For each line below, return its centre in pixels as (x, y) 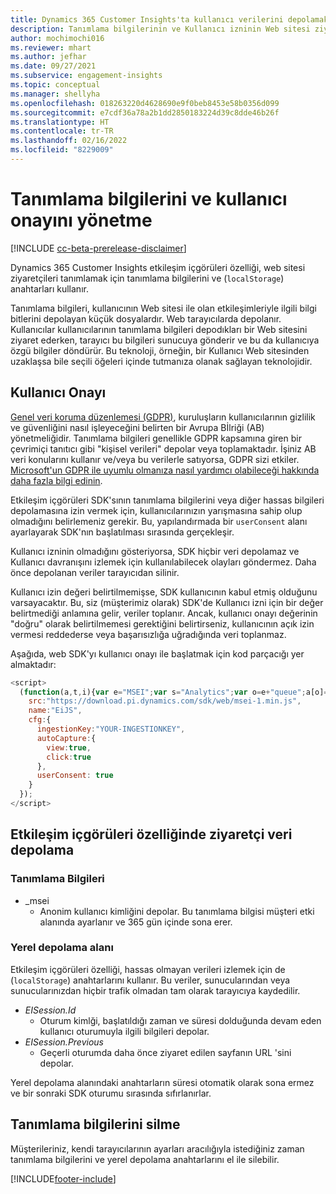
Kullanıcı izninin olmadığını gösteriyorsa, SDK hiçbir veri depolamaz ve (155, 551)
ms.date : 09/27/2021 (53, 66)
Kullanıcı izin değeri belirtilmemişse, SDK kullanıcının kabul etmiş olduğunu (164, 592)
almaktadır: (33, 664)
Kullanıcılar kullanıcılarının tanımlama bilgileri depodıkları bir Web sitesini (159, 329)
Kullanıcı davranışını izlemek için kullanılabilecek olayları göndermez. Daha (163, 562)
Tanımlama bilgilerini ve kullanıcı (149, 199)
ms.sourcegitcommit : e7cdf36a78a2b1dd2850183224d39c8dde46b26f (145, 112)
